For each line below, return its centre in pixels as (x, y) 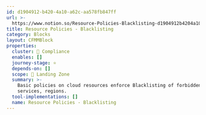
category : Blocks (29, 35)
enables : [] (27, 57)
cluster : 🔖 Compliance (41, 52)
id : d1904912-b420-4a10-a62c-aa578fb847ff (61, 12)
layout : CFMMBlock (30, 40)
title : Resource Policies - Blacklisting (60, 29)
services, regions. (42, 91)
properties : (21, 46)
